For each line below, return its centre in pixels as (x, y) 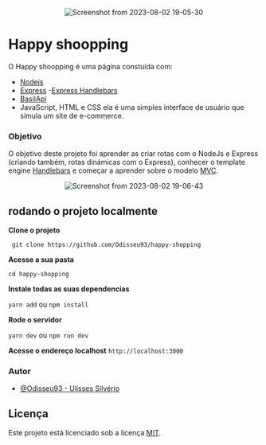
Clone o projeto (34, 230)
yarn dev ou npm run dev (49, 335)
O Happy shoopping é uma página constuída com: (90, 66)
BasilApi (33, 99)
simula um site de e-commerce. (72, 115)
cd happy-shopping (39, 275)
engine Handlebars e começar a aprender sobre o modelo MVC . (113, 170)
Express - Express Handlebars (68, 90)
